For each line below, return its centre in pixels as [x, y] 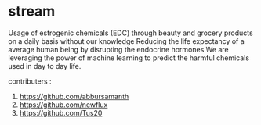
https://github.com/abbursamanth [74, 96]
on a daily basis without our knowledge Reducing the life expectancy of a [126, 41]
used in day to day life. [45, 66]
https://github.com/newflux [63, 105]
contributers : [30, 81]
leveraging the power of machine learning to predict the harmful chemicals [129, 58]
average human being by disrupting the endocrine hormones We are [118, 49]
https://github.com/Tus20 [61, 112]
